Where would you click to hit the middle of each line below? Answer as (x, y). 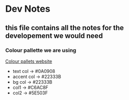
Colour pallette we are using (41, 50)
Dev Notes (28, 9)
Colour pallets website (29, 61)
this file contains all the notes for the (64, 28)
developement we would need (54, 35)
